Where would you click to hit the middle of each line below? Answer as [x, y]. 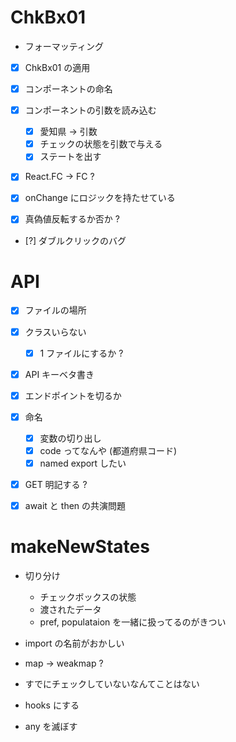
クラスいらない [55, 332]
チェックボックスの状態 [88, 597]
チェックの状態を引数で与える [101, 144]
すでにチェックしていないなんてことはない [112, 684]
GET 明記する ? [56, 484]
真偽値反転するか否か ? [72, 219]
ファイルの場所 [55, 310]
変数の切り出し [70, 438]
